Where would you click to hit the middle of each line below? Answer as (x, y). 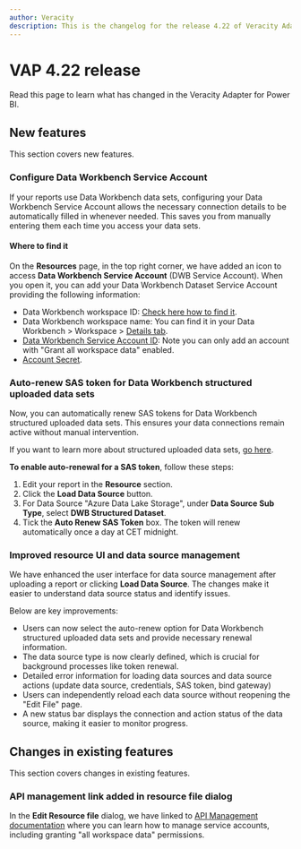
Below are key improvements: (64, 611)
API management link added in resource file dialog (121, 796)
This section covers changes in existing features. (100, 773)
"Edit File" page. (52, 705)
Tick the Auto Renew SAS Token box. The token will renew (131, 523)
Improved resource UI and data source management (125, 554)
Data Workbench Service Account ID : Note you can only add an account (155, 340)
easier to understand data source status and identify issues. (120, 594)
